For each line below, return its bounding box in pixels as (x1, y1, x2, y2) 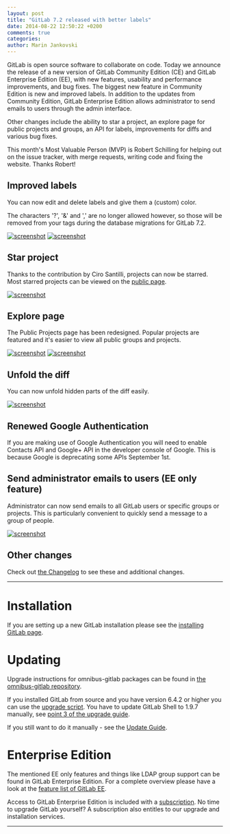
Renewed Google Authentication (7, 420, 149, 432)
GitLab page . (7, 628, 44, 636)
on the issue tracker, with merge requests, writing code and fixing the (7, 153, 203, 161)
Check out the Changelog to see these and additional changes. (7, 567, 185, 576)
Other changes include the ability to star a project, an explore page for (7, 118, 205, 125)
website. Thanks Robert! (7, 160, 76, 168)
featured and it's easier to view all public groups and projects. (7, 336, 181, 344)
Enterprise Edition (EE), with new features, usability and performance (7, 75, 202, 83)
